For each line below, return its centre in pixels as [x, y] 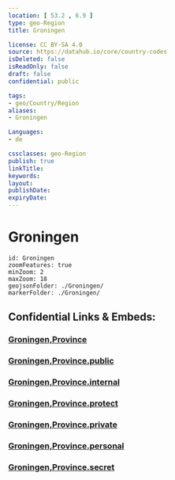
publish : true [32, 161]
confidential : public [44, 81]
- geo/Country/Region [44, 103]
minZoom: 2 [26, 272]
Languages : [26, 132]
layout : [21, 183]
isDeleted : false [37, 59]
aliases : [22, 110]
